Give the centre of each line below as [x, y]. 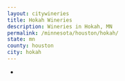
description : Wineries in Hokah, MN [60, 26]
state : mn [21, 39]
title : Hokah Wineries [40, 20]
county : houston [30, 46]
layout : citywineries [38, 13]
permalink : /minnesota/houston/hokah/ [63, 33]
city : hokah [24, 53]
